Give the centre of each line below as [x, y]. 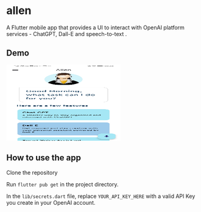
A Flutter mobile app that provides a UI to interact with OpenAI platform [95, 27]
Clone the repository [32, 172]
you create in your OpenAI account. [51, 202]
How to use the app [44, 158]
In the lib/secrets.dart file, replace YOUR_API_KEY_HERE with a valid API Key [101, 196]
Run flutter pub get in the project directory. [62, 184]
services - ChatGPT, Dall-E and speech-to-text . [67, 34]
